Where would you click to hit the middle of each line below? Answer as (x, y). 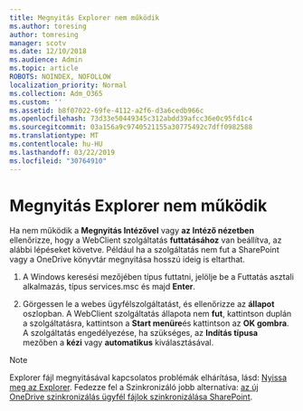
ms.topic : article (44, 69)
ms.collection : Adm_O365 (56, 93)
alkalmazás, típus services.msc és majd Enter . (109, 287)
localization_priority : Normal (68, 85)
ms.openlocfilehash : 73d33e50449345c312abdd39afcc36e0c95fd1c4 (131, 119)
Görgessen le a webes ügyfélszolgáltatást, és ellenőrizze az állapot (148, 304)
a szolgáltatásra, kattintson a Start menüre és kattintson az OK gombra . (156, 323)
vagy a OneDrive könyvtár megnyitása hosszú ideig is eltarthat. (128, 260)
